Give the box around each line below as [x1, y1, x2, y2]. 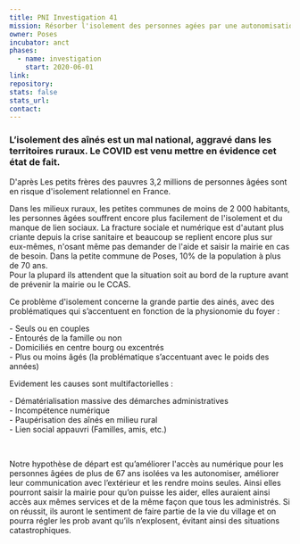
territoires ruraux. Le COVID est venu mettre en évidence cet [9, 144, 277, 157]
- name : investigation [17, 54, 102, 63]
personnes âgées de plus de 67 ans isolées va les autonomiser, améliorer [9, 467, 279, 478]
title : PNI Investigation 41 [9, 12, 118, 22]
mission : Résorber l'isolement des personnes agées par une [9, 21, 238, 30]
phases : [9, 46, 38, 55]
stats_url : [9, 95, 50, 105]
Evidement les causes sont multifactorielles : [9, 378, 174, 389]
